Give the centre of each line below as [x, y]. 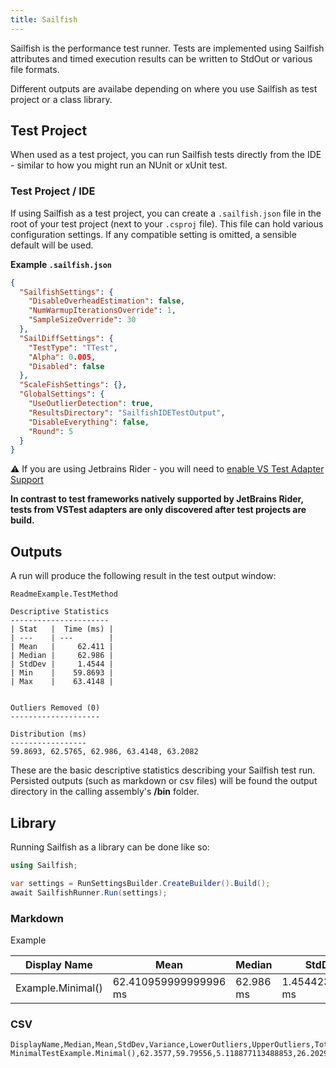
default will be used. [52, 245]
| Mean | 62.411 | [62, 647]
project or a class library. [61, 99]
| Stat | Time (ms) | [62, 629]
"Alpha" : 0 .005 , [62, 357]
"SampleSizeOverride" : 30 [82, 320]
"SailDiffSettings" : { [66, 338]
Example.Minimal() [59, 988]
